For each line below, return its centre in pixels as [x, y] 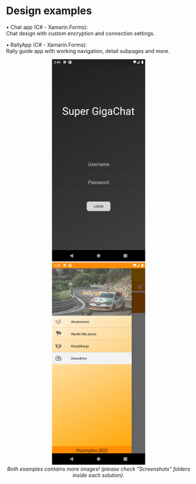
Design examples [49, 11]
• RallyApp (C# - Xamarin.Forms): [46, 45]
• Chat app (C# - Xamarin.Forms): [47, 27]
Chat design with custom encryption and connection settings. [81, 33]
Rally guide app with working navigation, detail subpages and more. [88, 51]
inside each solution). [99, 475]
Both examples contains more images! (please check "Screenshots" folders [99, 469]
